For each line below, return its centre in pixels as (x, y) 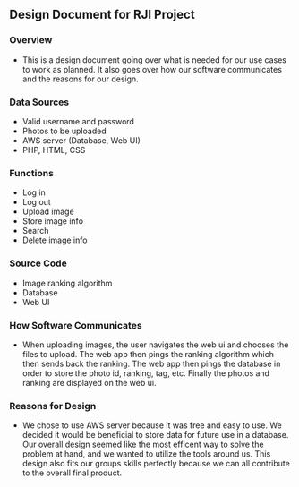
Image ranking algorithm (67, 283)
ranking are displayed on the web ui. (89, 382)
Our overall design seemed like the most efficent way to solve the (143, 444)
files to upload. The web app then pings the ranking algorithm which (148, 354)
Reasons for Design (53, 406)
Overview (31, 40)
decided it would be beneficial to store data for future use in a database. (155, 435)
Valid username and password (78, 121)
